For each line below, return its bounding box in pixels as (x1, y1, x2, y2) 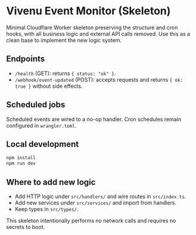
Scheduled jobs (6, 100, 66, 110)
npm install (6, 155, 36, 161)
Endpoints (6, 54, 45, 64)
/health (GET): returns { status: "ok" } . (14, 70, 116, 77)
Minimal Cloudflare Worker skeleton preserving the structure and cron (6, 24, 178, 31)
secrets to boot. (6, 223, 45, 230)
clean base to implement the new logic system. (6, 36, 122, 44)
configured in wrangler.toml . (6, 122, 77, 129)
